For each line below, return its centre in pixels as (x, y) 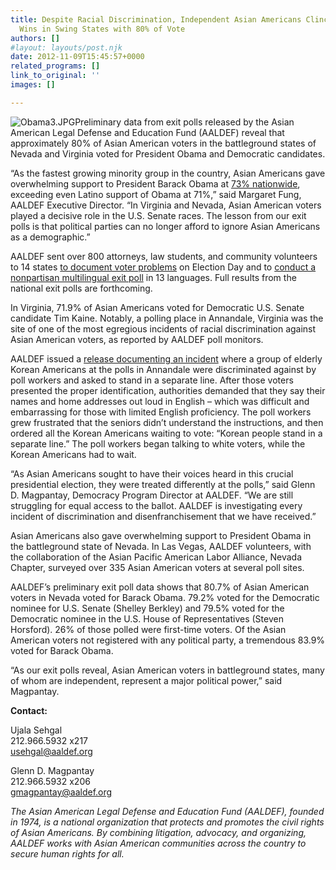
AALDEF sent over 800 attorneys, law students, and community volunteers (164, 256)
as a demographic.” (50, 237)
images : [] (33, 85)
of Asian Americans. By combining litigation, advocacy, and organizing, (158, 832)
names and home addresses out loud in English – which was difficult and (160, 401)
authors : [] (35, 38)
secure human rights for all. (67, 853)
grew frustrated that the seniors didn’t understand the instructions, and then (167, 422)
